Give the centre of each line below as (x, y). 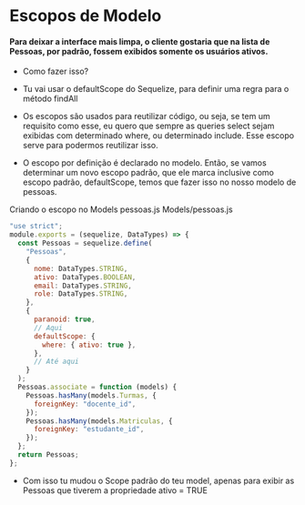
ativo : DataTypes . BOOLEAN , (85, 277)
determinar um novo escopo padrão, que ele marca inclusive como (148, 173)
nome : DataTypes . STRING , (81, 268)
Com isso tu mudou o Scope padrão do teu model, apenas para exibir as (158, 480)
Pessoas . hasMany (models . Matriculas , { (99, 421)
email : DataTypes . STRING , (82, 286)
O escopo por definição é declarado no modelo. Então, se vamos (144, 163)
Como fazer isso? (56, 71)
